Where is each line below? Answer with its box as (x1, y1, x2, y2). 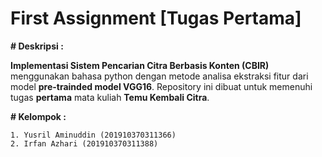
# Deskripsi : (10, 40, 64, 52)
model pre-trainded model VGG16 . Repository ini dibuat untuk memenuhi (10, 80, 313, 92)
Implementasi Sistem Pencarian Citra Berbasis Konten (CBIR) (10, 59, 270, 71)
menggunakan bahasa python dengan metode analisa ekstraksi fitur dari (10, 70, 309, 82)
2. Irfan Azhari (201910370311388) (10, 138, 159, 149)
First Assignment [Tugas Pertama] (10, 7, 302, 30)
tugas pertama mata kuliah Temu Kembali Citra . (10, 91, 210, 103)
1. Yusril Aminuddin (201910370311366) (10, 130, 177, 140)
